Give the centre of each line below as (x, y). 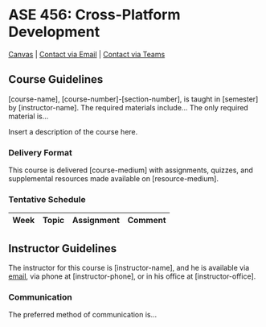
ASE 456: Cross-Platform (94, 15)
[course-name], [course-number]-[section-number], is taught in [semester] (133, 99)
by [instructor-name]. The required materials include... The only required (129, 107)
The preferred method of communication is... (83, 315)
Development (54, 32)
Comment (147, 221)
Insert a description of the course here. (73, 131)
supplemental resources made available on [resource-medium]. (114, 179)
